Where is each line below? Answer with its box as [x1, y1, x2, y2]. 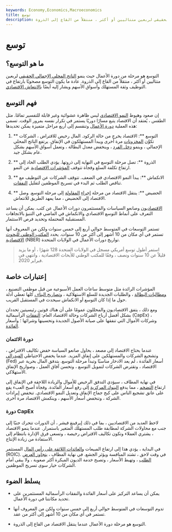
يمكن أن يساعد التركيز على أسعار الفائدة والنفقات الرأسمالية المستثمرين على [13, 490, 160, 496]
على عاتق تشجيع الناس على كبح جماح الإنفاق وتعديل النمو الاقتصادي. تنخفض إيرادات [6, 389, 164, 396]
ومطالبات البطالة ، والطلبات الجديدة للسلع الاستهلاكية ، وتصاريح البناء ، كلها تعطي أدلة [6, 291, 166, 297]
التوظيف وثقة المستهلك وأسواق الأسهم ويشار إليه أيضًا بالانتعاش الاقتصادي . [6, 84, 147, 90]
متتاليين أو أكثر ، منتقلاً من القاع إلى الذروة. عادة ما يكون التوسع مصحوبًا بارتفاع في [6, 78, 161, 84]
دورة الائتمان [6, 335, 34, 342]
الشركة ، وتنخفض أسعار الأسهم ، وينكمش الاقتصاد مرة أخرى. [6, 395, 121, 401]
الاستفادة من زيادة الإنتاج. [6, 435, 54, 442]
